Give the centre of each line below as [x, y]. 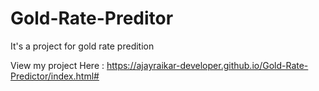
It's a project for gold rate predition [82, 46]
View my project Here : [57, 65]
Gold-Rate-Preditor [92, 18]
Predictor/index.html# [55, 76]
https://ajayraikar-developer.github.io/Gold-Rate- [207, 65]
